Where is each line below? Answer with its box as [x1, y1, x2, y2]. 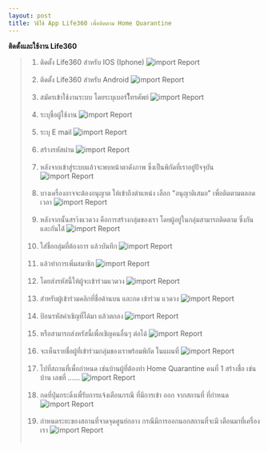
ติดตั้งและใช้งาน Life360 [8, 41, 78, 50]
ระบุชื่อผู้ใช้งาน [39, 110, 78, 119]
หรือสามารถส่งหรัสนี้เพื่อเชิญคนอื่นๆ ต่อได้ [39, 329, 148, 338]
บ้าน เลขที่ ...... [39, 373, 81, 382]
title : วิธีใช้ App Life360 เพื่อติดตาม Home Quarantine [8, 19, 172, 27]
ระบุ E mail [39, 127, 72, 137]
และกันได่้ [39, 223, 66, 233]
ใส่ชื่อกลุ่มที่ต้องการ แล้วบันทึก [39, 241, 118, 250]
